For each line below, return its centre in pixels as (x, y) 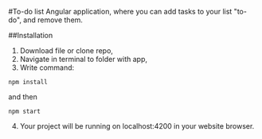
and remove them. (53, 20)
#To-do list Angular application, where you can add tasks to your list (120, 12)
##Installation (31, 35)
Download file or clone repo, (66, 50)
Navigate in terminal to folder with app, (84, 59)
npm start (25, 111)
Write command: (47, 68)
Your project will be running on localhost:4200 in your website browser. (137, 126)
